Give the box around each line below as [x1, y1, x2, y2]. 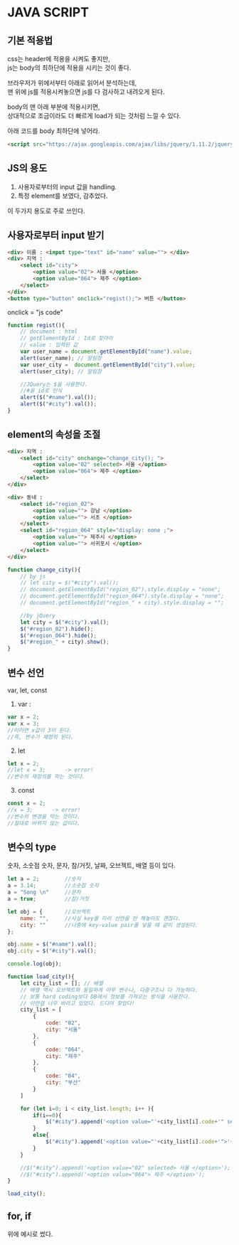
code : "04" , [45, 1072, 81, 1080]
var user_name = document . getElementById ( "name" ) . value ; [20, 348, 193, 355]
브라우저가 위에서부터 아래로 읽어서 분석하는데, [7, 79, 137, 87]
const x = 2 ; [7, 800, 46, 807]
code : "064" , [45, 1046, 84, 1053]
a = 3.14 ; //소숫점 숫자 [7, 882, 100, 889]
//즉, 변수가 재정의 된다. [7, 733, 74, 741]
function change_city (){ [7, 566, 81, 573]
